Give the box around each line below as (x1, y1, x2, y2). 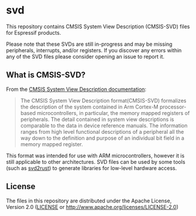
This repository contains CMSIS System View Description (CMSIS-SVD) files (6, 23, 190, 30)
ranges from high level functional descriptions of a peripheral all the (20, 128, 184, 135)
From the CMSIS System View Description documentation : (6, 86, 147, 93)
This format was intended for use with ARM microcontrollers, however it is (6, 152, 185, 159)
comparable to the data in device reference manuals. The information (20, 122, 188, 129)
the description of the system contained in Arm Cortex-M (20, 103, 159, 110)
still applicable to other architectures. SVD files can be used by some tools (6, 158, 185, 165)
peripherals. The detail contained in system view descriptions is (20, 116, 174, 123)
